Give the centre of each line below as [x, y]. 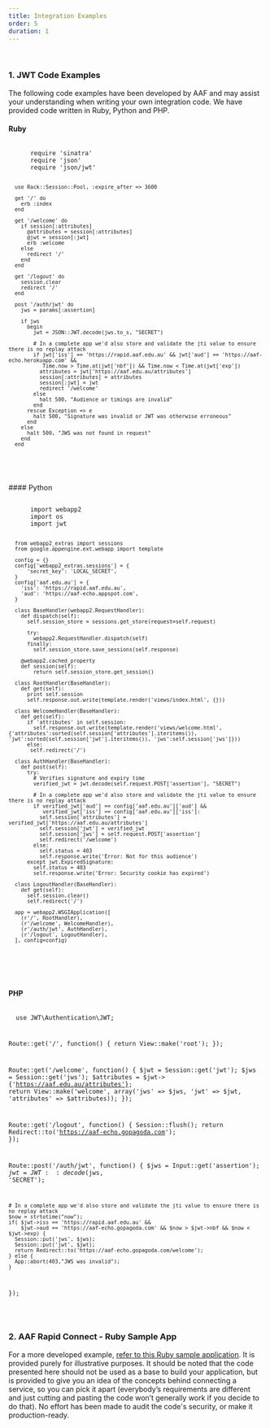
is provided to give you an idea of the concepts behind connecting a [123, 1380]
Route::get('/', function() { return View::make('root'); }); [116, 1044]
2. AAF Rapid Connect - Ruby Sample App [93, 1337]
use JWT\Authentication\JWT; [65, 1017]
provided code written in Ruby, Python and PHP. [89, 110]
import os [46, 516]
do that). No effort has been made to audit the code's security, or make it [131, 1406]
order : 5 [23, 24]
